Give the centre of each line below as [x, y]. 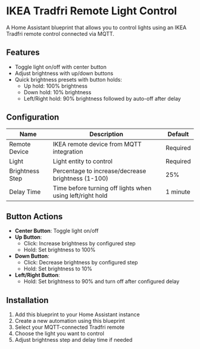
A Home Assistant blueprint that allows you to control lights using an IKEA [96, 27]
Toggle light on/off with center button [61, 67]
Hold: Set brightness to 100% [60, 250]
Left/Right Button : [37, 275]
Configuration [33, 117]
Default [178, 134]
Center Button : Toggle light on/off [57, 231]
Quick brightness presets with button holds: [68, 79]
